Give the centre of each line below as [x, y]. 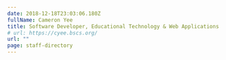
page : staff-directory [40, 46]
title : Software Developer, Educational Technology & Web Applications [113, 26]
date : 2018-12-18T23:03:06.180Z [54, 13]
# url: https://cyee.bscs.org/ [53, 33]
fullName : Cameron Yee [40, 20]
